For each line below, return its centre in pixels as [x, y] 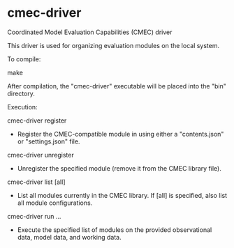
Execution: [22, 107]
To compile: [24, 59]
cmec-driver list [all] [36, 182]
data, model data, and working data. [69, 237]
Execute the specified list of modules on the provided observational [115, 230]
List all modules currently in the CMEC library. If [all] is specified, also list [122, 195]
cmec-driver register [37, 121]
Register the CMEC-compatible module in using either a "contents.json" [120, 134]
